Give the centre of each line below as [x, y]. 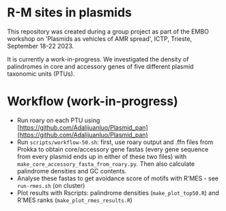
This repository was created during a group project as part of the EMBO [108, 31]
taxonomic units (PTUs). [41, 74]
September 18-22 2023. [41, 46]
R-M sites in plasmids [69, 13]
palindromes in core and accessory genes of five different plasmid [100, 66]
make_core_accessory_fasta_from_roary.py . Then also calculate [106, 164]
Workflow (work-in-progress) [93, 101]
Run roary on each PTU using [58, 120]
